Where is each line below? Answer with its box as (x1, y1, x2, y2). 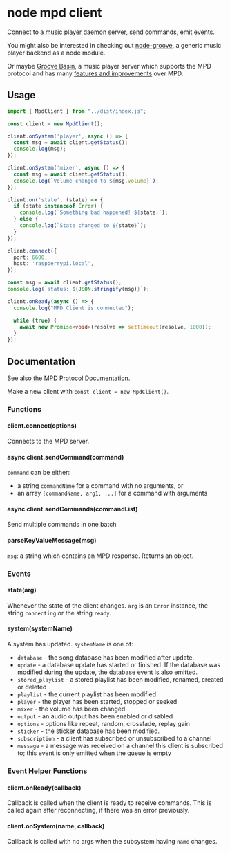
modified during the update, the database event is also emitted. (17, 668, 198, 676)
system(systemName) (7, 624, 73, 633)
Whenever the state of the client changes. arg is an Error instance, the (7, 601, 209, 610)
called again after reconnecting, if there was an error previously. (7, 806, 190, 815)
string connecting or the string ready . (7, 608, 112, 617)
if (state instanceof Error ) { (13, 203, 104, 210)
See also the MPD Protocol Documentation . (7, 374, 131, 382)
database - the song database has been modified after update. (17, 653, 195, 662)
